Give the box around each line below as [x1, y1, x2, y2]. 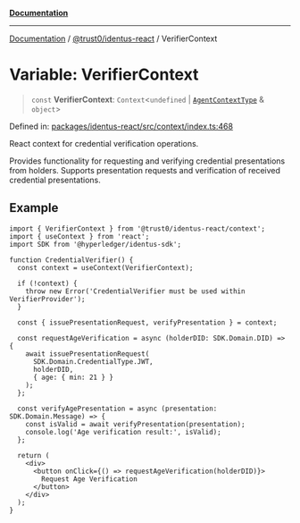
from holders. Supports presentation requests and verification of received [9, 164, 281, 175]
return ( [17, 451, 50, 460]
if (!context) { [17, 279, 78, 288]
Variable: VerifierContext [9, 64, 199, 85]
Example [9, 200, 59, 215]
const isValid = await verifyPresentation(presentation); [25, 419, 246, 428]
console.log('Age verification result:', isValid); [25, 427, 221, 436]
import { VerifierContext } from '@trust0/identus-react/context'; [9, 224, 266, 233]
